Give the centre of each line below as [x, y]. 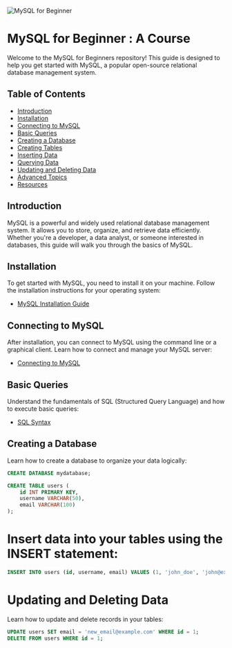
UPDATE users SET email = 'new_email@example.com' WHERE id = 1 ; [103, 632]
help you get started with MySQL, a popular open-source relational [102, 65]
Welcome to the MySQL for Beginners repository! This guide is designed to [114, 57]
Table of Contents [47, 94]
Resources [32, 184]
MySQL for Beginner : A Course [99, 39]
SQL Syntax [34, 422]
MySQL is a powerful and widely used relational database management [108, 223]
